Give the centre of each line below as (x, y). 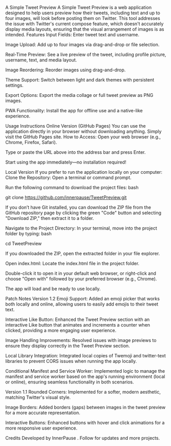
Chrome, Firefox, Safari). (31, 142)
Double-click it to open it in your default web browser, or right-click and (81, 273)
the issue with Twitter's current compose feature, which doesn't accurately (84, 24)
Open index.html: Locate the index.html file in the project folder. (72, 263)
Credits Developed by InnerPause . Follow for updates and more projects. (83, 438)
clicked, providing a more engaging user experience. (61, 330)
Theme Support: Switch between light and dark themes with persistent (80, 80)
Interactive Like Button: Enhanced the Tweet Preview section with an (78, 319)
